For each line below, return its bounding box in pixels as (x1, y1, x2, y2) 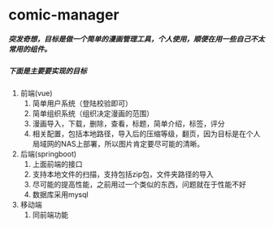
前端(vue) (20, 88, 53, 98)
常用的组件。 (8, 44, 51, 54)
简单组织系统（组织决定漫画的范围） (32, 108, 154, 118)
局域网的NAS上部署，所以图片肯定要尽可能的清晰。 (32, 139, 205, 148)
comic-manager (8, 6, 120, 24)
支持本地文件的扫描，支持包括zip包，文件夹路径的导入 (32, 169, 214, 179)
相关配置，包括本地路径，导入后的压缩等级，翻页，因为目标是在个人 (32, 128, 261, 139)
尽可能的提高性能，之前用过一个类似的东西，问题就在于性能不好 (32, 179, 246, 189)
